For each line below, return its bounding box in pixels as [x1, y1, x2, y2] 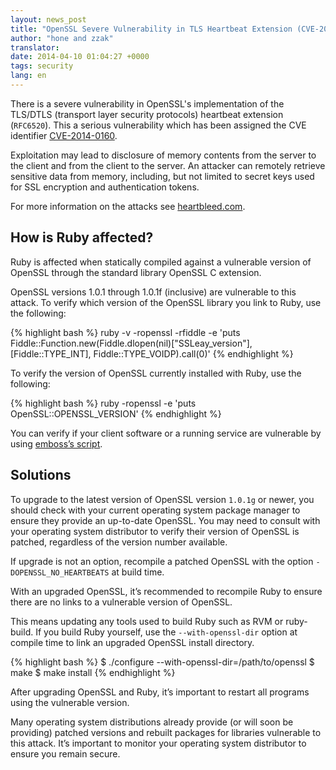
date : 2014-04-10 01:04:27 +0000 [10, 52, 150, 62]
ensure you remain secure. [10, 747, 121, 760]
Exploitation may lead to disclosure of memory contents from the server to [10, 149, 317, 161]
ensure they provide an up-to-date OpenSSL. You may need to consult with [10, 514, 321, 526]
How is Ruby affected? [10, 229, 154, 246]
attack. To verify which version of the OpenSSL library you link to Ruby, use [10, 296, 322, 308]
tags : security [10, 61, 74, 71]
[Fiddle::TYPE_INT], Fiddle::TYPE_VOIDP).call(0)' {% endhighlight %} [10, 347, 294, 360]
